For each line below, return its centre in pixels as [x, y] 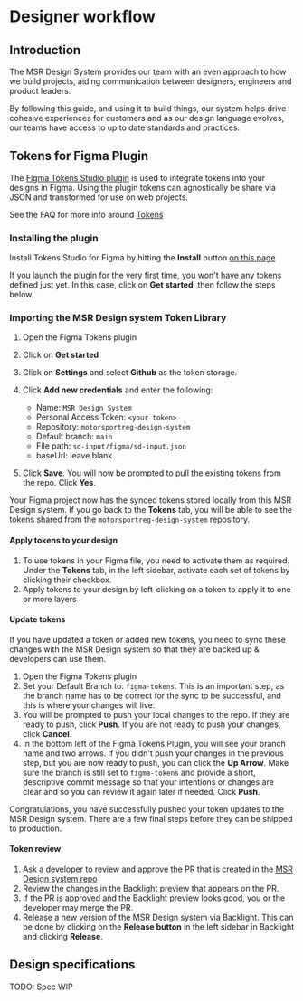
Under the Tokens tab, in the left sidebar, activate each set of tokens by [156, 570]
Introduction [45, 50]
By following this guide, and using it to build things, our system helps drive [148, 109]
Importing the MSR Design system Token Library [118, 318]
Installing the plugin [54, 238]
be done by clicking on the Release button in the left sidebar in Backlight [158, 927]
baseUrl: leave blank [74, 456]
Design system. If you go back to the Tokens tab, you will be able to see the [151, 510]
